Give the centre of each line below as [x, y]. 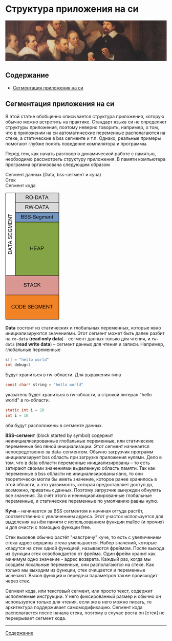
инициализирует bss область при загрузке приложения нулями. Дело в [84, 457]
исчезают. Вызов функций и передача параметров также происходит [81, 575]
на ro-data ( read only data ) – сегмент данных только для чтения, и [78, 338]
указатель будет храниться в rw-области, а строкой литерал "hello [79, 395]
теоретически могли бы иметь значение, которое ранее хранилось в [81, 479]
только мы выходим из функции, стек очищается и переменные [76, 570]
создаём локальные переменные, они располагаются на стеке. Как [80, 564]
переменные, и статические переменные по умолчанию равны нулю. [82, 501]
